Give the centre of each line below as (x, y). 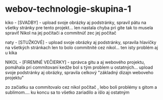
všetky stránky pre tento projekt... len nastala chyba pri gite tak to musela (79, 27)
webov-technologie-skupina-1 (68, 9)
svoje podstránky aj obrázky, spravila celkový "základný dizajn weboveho (79, 72)
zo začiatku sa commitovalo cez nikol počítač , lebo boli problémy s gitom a (81, 87)
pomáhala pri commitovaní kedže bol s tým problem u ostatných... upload (79, 67)
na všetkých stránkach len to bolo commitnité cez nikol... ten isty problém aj (81, 47)
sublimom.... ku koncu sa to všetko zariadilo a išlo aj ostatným (67, 92)
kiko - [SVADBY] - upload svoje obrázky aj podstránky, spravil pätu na (76, 22)
